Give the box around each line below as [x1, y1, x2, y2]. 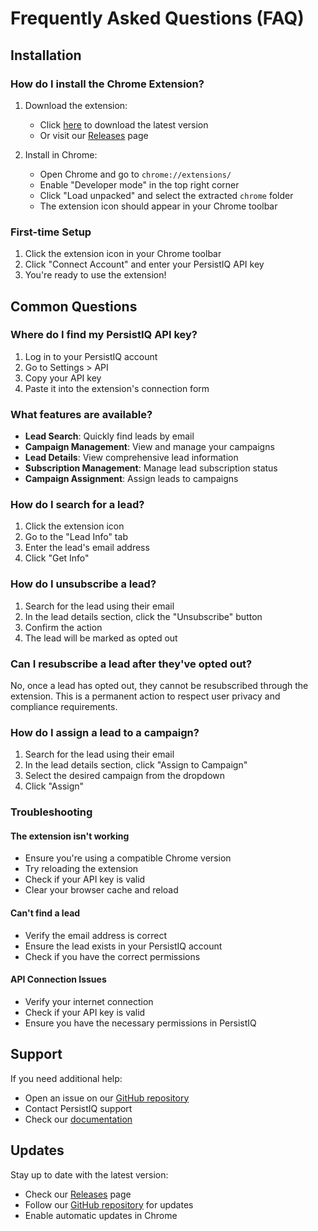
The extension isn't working [10, 830, 130, 842]
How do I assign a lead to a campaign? [10, 725, 200, 739]
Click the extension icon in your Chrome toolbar [24, 248, 222, 260]
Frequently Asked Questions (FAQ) [10, 7, 305, 30]
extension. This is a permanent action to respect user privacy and [10, 690, 281, 702]
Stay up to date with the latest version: [10, 1168, 169, 1181]
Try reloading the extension [24, 863, 139, 875]
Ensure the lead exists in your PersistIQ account [24, 940, 223, 952]
